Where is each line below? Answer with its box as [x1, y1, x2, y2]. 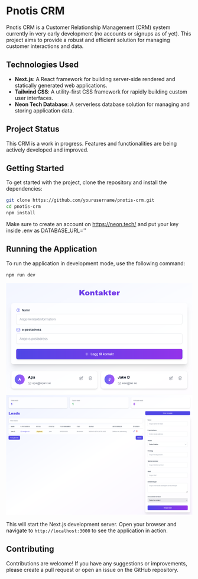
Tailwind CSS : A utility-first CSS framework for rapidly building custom [14, 88, 187, 95]
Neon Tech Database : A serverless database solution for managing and [14, 101, 190, 108]
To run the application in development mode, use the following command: [6, 259, 186, 267]
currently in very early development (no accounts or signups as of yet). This [6, 30, 191, 37]
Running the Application [6, 244, 98, 254]
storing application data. [14, 107, 74, 114]
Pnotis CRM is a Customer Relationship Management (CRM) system [6, 24, 171, 31]
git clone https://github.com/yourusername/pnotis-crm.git [6, 197, 155, 204]
